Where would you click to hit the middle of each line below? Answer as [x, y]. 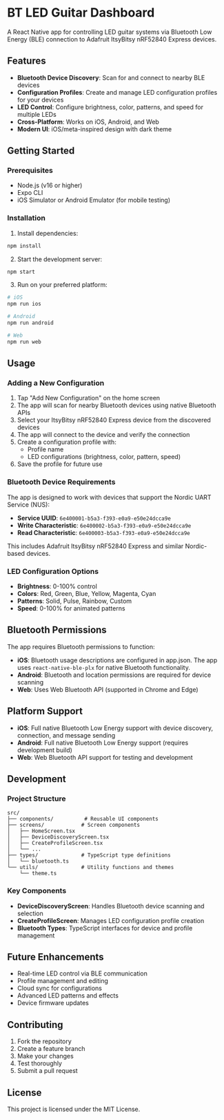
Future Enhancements [56, 957]
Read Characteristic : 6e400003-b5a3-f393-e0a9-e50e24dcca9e [104, 532]
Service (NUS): [29, 504]
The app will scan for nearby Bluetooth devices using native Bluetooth [116, 405]
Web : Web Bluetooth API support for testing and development [105, 757]
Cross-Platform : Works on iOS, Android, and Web [88, 122]
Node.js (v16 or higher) [50, 185]
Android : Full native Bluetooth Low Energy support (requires [103, 743]
